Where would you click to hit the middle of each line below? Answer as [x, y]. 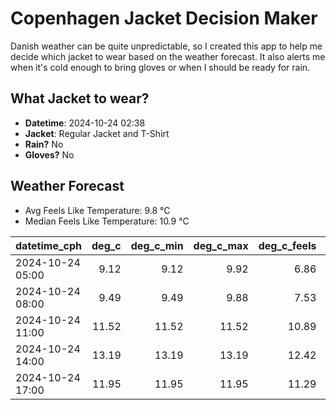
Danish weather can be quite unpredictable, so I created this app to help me [166, 46]
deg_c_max [221, 245]
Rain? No [44, 144]
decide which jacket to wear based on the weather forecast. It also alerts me [168, 56]
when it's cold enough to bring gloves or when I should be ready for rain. [160, 67]
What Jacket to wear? [80, 98]
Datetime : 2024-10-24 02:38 [85, 123]
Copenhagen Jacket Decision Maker [164, 18]
